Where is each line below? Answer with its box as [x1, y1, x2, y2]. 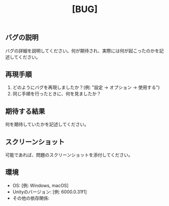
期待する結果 [5, 107, 45, 116]
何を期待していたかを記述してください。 [5, 121, 89, 127]
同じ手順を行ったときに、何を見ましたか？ [12, 91, 101, 97]
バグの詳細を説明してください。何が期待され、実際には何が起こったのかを [5, 47, 160, 54]
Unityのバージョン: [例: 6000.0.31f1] [12, 188, 87, 195]
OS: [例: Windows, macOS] [12, 182, 69, 188]
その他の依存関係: [12, 195, 49, 201]
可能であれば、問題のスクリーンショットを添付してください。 [5, 152, 133, 158]
